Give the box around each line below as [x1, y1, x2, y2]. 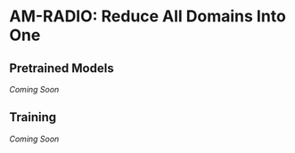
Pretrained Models [9, 60, 114, 76]
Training [9, 109, 57, 125]
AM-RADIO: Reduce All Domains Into [9, 6, 287, 27]
